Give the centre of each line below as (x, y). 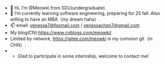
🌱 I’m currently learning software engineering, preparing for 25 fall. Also (85, 13)
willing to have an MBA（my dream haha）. (55, 19)
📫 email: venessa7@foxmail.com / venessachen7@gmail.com (75, 25)
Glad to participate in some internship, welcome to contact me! (83, 56)
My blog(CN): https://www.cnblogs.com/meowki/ (61, 33)
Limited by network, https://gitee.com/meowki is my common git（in (81, 39)
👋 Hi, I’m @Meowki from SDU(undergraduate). (58, 8)
